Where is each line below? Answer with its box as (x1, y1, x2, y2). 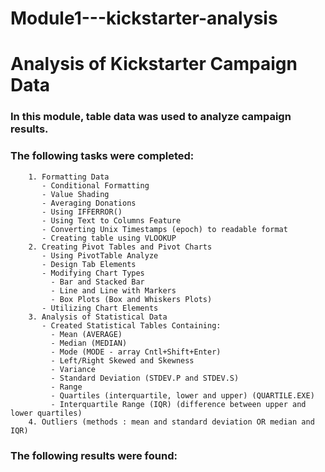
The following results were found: (10, 448, 178, 462)
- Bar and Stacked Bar (50, 277, 145, 287)
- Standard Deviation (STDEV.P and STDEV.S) (50, 373, 240, 383)
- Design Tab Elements (41, 259, 137, 269)
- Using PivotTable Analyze (41, 250, 159, 261)
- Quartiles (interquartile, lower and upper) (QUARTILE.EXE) (50, 390, 315, 401)
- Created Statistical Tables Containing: (41, 320, 222, 331)
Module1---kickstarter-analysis (10, 7, 278, 30)
